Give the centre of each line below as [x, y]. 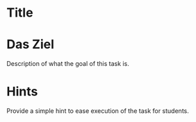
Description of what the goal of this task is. [68, 64]
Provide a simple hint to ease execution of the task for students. [98, 111]
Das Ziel [31, 45]
